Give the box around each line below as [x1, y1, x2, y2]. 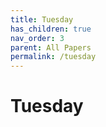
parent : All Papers [10, 42, 92, 53]
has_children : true [10, 24, 92, 34]
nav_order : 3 [10, 33, 65, 43]
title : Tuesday [10, 14, 74, 25]
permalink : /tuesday [10, 52, 97, 62]
